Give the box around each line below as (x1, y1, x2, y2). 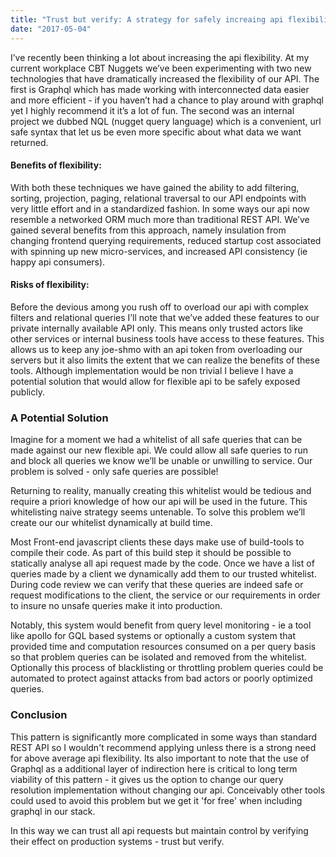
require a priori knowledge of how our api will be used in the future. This (10, 496, 308, 508)
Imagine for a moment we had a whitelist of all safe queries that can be (10, 434, 303, 446)
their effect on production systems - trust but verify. (10, 835, 225, 847)
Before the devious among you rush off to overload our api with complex (10, 301, 309, 313)
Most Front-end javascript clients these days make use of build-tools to (10, 536, 305, 548)
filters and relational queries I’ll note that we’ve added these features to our (10, 311, 320, 323)
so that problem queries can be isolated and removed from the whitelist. (10, 651, 307, 663)
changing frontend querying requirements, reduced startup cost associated (10, 234, 322, 246)
